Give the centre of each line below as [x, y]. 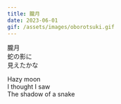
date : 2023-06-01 [33, 20]
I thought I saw [29, 87]
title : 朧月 [24, 14]
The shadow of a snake [41, 94]
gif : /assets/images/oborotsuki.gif [61, 27]
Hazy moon [24, 79]
